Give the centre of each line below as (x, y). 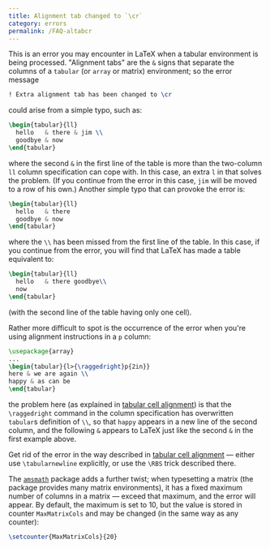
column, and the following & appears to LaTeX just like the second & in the (131, 430)
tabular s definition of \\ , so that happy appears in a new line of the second (133, 422)
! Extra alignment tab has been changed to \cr (90, 95)
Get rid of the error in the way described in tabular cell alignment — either (132, 454)
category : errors (38, 24)
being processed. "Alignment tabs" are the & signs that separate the (122, 62)
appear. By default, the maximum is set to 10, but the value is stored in (126, 505)
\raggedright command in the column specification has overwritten (121, 413)
